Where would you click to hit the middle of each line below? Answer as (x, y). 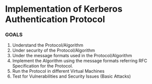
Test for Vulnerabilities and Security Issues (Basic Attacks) (72, 76)
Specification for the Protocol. (43, 66)
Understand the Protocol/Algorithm (48, 45)
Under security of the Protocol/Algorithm (53, 50)
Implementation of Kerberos (64, 9)
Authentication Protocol (55, 19)
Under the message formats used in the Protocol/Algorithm (72, 56)
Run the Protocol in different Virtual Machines (58, 71)
